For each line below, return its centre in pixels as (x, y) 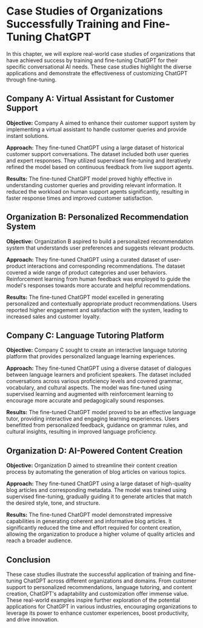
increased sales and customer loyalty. (54, 316)
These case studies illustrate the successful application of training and (95, 574)
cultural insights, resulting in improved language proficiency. (82, 432)
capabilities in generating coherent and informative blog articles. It (89, 521)
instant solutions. (28, 135)
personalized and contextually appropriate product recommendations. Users (101, 303)
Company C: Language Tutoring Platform (85, 335)
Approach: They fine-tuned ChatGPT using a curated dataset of (86, 259)
